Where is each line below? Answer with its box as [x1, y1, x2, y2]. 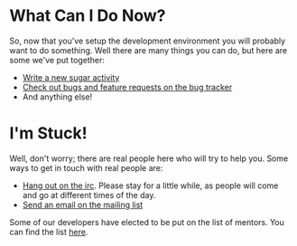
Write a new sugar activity [22, 71, 120, 82]
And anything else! [22, 91, 93, 102]
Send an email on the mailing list [22, 199, 144, 210]
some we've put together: [9, 54, 106, 65]
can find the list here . [9, 226, 88, 237]
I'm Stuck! [9, 123, 88, 144]
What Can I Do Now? [9, 5, 166, 26]
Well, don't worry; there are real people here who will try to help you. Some [9, 153, 289, 164]
